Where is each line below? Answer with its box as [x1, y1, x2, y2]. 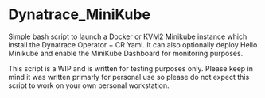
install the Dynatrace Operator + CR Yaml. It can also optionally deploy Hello [8, 40, 258, 49]
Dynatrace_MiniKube [8, 6, 151, 24]
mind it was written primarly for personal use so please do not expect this [8, 72, 250, 81]
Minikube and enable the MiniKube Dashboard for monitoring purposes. [8, 48, 244, 58]
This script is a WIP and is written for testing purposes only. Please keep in [8, 63, 253, 73]
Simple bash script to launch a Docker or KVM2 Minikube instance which [8, 32, 247, 41]
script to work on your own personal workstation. [8, 81, 170, 90]
